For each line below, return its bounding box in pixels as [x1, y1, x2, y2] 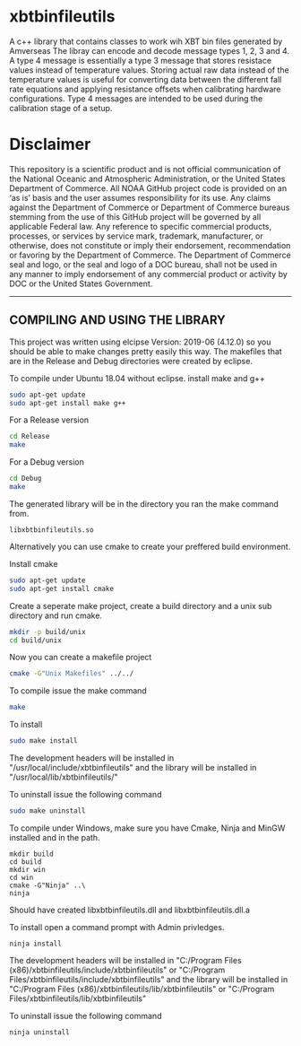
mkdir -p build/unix [9, 627, 87, 636]
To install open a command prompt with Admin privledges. [9, 921, 225, 932]
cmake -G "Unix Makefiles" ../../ [9, 669, 134, 678]
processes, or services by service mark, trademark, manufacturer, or [9, 231, 263, 241]
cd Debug [9, 474, 42, 484]
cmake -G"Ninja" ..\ [9, 881, 87, 890]
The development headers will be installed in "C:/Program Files [9, 954, 242, 965]
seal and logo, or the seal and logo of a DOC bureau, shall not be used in [9, 258, 278, 270]
